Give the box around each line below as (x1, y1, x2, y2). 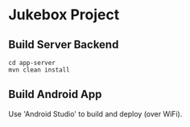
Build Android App (8, 88, 102, 101)
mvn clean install (8, 66, 70, 74)
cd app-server (8, 59, 56, 67)
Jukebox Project (8, 6, 120, 24)
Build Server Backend (8, 38, 119, 51)
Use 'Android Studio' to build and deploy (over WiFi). (8, 109, 183, 118)
